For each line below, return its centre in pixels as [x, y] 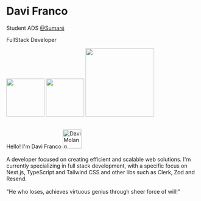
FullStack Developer [31, 39]
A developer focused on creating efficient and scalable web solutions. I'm [99, 159]
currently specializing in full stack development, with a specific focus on [97, 166]
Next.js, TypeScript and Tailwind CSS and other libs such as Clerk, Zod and [100, 172]
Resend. [17, 179]
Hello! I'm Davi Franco [34, 146]
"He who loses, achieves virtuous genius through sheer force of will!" [93, 191]
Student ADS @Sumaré [36, 28]
